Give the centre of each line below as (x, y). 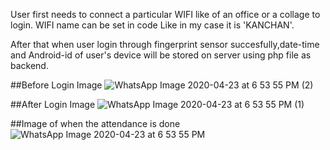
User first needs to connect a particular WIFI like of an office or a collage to (165, 14)
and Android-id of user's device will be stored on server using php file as (161, 55)
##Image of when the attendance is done (95, 123)
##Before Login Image (56, 85)
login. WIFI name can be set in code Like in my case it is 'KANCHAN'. (152, 25)
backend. (29, 65)
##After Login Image (53, 104)
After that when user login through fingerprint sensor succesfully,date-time (165, 44)
